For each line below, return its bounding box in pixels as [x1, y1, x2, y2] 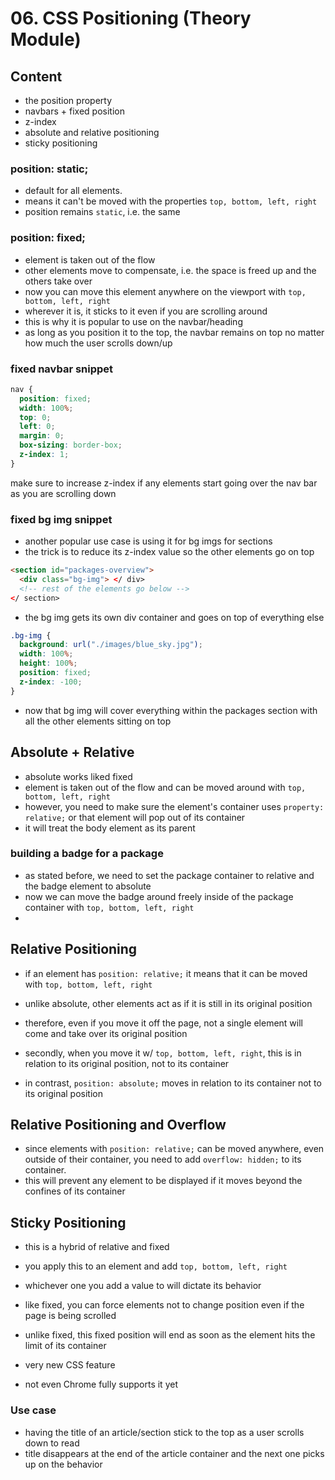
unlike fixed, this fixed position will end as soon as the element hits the [24, 1329, 316, 1341]
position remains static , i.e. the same [24, 206, 181, 218]
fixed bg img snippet [10, 512, 113, 526]
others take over [24, 275, 93, 287]
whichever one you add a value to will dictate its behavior [24, 1280, 262, 1292]
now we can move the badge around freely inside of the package [24, 890, 294, 902]
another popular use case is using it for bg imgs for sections [24, 535, 273, 547]
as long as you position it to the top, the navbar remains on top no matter [24, 326, 325, 338]
